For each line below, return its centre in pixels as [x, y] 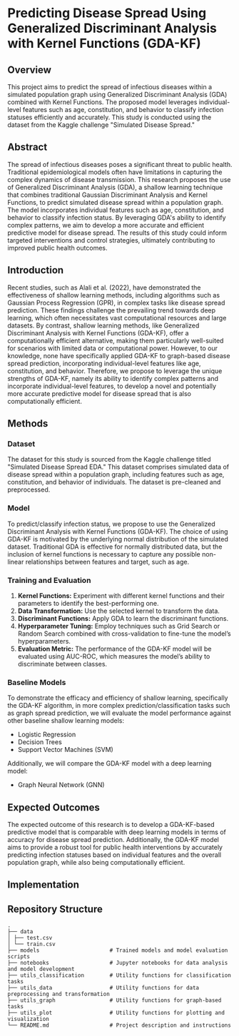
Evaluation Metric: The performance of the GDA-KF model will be [115, 649]
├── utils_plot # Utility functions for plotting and [116, 1013]
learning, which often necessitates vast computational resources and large [117, 318]
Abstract [27, 147]
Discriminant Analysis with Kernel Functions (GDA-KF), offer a [98, 332]
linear [16, 562]
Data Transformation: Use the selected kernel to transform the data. [118, 611]
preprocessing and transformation [59, 994]
